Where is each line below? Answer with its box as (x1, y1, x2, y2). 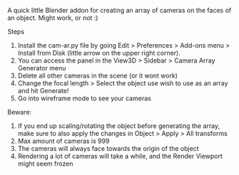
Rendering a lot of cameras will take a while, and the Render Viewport (17, 152, 223, 160)
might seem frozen (17, 159, 73, 168)
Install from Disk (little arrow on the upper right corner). (17, 49, 180, 57)
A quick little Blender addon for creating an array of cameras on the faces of (7, 6, 232, 14)
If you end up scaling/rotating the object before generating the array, (17, 122, 220, 130)
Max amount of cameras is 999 (17, 137, 110, 145)
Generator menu (17, 64, 66, 72)
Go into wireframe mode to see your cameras (17, 94, 151, 102)
